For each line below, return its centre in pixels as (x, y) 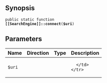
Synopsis (20, 8)
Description (85, 53)
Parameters (24, 39)
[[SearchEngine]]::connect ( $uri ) (40, 24)
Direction (38, 53)
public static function (30, 19)
